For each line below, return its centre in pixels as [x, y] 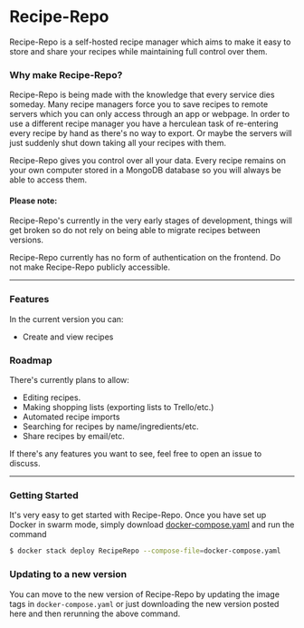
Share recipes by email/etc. [73, 437]
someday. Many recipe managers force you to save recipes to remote [139, 104]
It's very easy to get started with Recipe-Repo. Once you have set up [138, 515]
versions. [26, 240]
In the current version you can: [66, 319]
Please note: [33, 201]
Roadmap [31, 360]
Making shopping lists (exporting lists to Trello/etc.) [118, 407]
